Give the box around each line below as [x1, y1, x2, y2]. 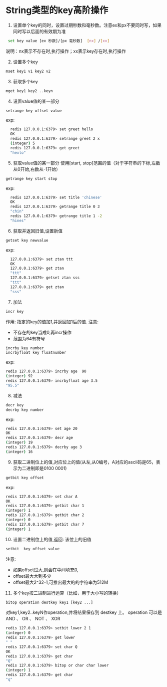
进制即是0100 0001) [26, 465, 67, 471]
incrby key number [5, 345, 44, 351]
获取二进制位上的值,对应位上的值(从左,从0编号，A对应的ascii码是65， [12, 459, 156, 465]
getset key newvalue [5, 238, 49, 243]
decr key [5, 402, 24, 407]
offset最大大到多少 [12, 573, 51, 579]
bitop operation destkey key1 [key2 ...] [5, 600, 93, 605]
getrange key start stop [5, 176, 57, 181]
